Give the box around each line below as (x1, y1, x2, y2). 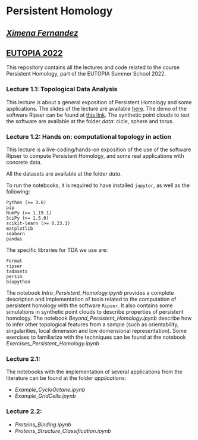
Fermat (6, 258, 23, 264)
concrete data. (6, 158, 42, 166)
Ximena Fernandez (6, 28, 78, 38)
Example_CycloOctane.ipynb (14, 386, 86, 394)
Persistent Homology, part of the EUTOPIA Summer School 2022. (6, 70, 166, 77)
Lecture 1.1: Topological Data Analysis (6, 85, 118, 93)
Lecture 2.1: (6, 354, 40, 363)
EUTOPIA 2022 (6, 48, 63, 58)
